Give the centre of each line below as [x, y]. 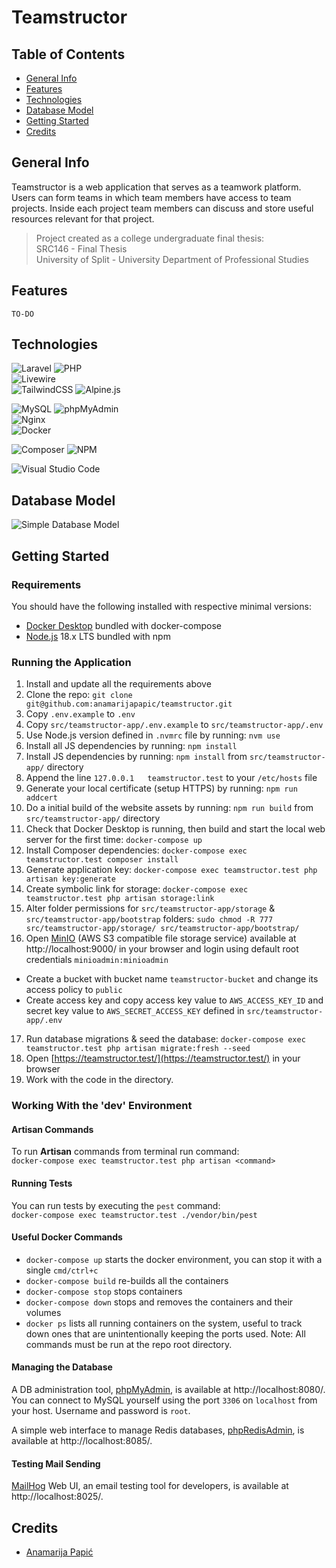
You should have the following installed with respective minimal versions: [161, 606]
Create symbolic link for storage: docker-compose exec [137, 889]
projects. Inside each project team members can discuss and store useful [162, 208]
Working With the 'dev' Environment [102, 1106]
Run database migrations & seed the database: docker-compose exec [165, 1039]
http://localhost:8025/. [57, 1497]
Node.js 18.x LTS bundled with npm [98, 636]
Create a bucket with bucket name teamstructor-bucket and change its [172, 979]
